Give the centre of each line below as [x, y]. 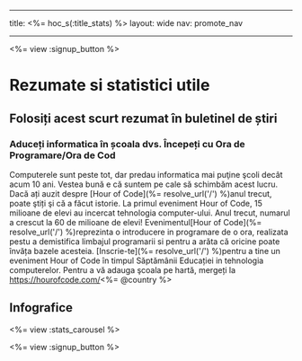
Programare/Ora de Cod [62, 155]
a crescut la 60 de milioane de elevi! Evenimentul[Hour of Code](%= [136, 222]
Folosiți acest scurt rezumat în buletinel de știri [143, 118]
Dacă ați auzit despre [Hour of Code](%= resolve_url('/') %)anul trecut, [141, 193]
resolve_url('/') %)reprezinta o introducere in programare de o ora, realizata [149, 232]
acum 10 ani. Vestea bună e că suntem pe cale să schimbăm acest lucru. [144, 184]
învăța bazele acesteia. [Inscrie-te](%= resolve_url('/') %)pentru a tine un [145, 251]
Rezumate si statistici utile [110, 85]
